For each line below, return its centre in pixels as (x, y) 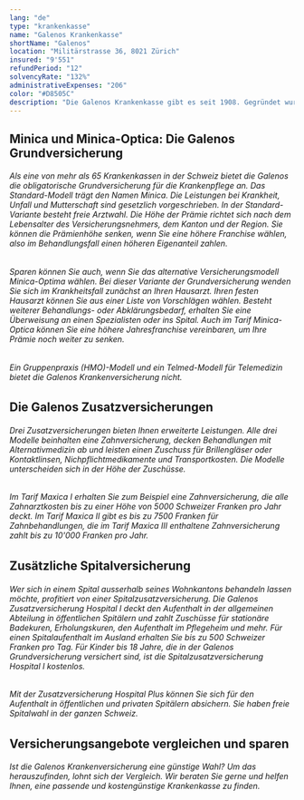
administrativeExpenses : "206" (68, 85)
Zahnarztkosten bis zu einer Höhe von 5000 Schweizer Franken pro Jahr (146, 507)
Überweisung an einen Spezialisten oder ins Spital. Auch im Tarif (130, 319)
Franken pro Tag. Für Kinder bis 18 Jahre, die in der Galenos (122, 647)
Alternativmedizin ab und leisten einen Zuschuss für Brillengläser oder (141, 449)
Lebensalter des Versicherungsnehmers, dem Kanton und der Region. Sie (146, 224)
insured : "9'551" (42, 60)
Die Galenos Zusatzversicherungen (112, 408)
